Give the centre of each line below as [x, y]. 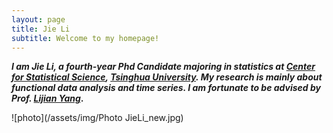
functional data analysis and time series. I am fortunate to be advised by [166, 88]
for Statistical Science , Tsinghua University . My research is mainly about [167, 77]
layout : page [38, 19]
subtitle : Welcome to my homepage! [85, 38]
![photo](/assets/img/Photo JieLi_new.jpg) [97, 118]
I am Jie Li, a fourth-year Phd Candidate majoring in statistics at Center [163, 67]
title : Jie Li [41, 29]
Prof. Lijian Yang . [47, 98]
